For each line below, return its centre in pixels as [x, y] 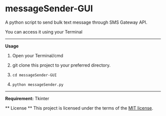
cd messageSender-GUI [34, 75]
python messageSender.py [38, 84]
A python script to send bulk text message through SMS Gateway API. [76, 22]
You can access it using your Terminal [44, 32]
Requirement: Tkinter [27, 98]
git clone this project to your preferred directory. [62, 65]
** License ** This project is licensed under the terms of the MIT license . [79, 108]
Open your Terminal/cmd [38, 55]
